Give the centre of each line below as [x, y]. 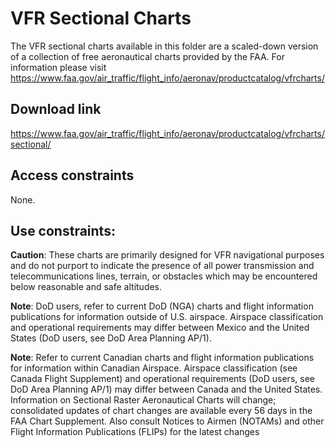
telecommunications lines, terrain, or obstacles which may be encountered [164, 276]
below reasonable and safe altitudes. [86, 287]
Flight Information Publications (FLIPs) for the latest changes [135, 432]
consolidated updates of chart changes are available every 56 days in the [161, 411]
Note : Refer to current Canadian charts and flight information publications [162, 358]
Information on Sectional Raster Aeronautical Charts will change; [143, 400]
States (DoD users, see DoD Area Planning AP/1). [111, 338]
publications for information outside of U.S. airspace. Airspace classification [167, 317]
